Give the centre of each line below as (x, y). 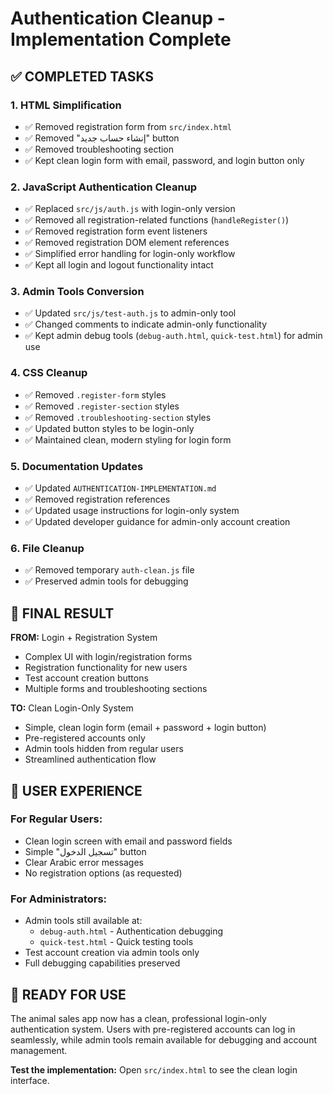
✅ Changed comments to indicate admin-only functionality (145, 324)
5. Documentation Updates (77, 466)
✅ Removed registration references (97, 499)
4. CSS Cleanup (49, 373)
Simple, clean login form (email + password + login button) (145, 728)
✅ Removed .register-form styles (95, 394)
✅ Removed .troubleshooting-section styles (118, 417)
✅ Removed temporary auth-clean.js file (109, 570)
